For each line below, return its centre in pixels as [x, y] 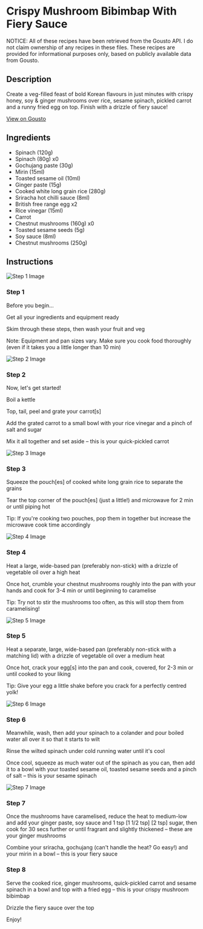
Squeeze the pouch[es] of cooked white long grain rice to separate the [95, 482]
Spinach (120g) [34, 152]
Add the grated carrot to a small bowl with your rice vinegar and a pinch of [99, 423]
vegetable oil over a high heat [43, 572]
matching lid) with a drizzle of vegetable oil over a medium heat [85, 655]
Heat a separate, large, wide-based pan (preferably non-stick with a [91, 649]
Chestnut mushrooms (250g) [51, 243]
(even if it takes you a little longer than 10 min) [64, 347]
